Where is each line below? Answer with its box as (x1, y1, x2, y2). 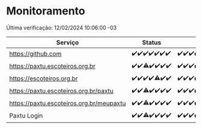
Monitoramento (6, 4, 85, 18)
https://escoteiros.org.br (9, 74, 78, 83)
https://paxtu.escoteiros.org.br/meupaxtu (9, 99, 126, 107)
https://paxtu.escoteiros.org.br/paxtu (9, 87, 114, 95)
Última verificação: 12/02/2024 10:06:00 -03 (6, 24, 117, 31)
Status (142, 38, 161, 46)
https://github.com (9, 50, 62, 58)
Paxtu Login (9, 112, 43, 120)
